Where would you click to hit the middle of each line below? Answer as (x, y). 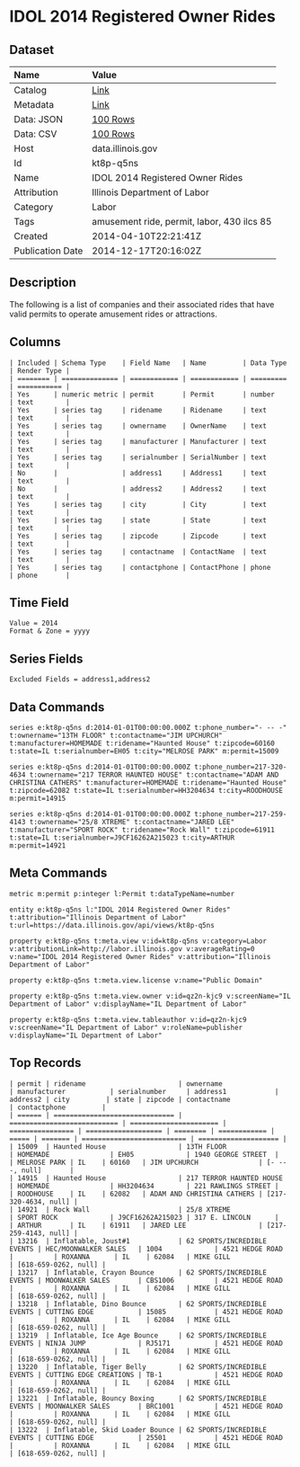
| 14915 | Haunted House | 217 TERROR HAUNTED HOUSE (146, 1178)
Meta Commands (58, 873)
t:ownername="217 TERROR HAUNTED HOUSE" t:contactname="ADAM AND (154, 775)
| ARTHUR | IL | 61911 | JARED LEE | (136, 1225)
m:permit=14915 (38, 799)
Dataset (32, 50)
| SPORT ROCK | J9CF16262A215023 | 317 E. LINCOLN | (144, 1217)
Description (43, 283)
